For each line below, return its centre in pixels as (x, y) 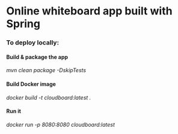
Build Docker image (31, 84)
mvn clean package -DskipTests (46, 70)
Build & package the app (37, 57)
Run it (14, 111)
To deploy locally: (32, 43)
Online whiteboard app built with (89, 11)
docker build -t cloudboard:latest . (49, 97)
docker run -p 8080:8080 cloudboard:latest (61, 124)
